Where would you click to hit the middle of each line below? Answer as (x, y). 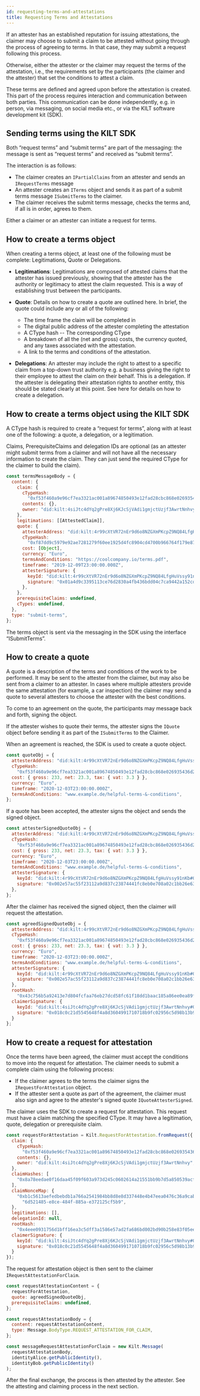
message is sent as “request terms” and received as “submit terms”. (90, 154)
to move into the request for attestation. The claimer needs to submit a (93, 1063)
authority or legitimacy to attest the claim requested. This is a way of (99, 284)
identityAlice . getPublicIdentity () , (57, 1357)
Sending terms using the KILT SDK (71, 133)
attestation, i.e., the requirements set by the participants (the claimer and (96, 71)
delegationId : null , (37, 1219)
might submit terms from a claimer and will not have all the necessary (91, 452)
